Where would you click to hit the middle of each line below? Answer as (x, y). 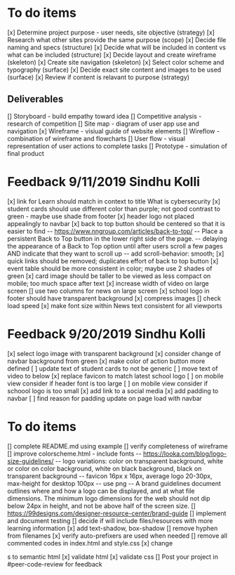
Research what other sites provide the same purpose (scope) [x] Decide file (117, 39)
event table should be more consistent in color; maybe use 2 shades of (110, 268)
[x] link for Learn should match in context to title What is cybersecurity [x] (114, 201)
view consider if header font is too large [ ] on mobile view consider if (108, 383)
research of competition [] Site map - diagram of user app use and (103, 124)
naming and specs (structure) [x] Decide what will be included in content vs (117, 47)
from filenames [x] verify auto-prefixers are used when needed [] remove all (117, 536)
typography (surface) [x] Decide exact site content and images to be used (114, 70)
